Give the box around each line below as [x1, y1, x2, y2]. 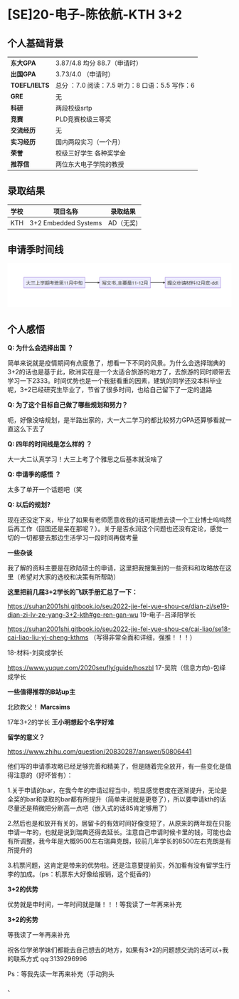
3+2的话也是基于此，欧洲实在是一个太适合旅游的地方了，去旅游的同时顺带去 [7, 368, 231, 376]
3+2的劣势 [7, 916, 39, 924]
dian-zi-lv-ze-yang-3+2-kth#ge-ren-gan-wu [7, 610, 139, 619]
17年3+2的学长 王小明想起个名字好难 [7, 718, 115, 727]
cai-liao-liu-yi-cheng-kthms [7, 633, 89, 642]
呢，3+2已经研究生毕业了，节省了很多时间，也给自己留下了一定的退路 [7, 386, 212, 394]
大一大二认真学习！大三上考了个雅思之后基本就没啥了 [7, 455, 164, 463]
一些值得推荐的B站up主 [7, 687, 76, 696]
